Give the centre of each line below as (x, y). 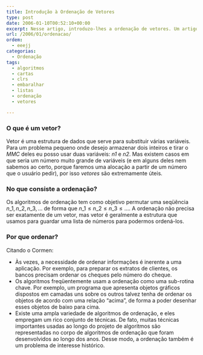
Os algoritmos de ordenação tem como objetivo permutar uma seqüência (98, 202)
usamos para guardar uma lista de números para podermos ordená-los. (95, 222)
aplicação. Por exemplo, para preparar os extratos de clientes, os (96, 268)
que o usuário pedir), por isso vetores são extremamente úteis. (85, 173)
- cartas (23, 74)
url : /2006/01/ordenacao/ (39, 34)
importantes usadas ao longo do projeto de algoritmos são (88, 326)
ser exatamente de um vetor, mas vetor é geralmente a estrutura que (92, 215)
